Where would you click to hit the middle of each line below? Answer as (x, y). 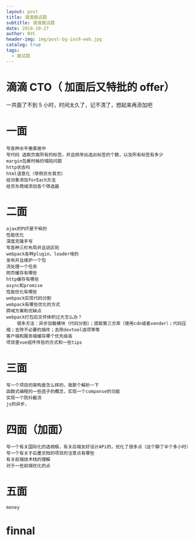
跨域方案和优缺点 (24, 311)
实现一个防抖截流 (24, 398)
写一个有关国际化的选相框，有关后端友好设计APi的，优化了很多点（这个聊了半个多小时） (98, 447)
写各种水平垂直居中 (26, 148)
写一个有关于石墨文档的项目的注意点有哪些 (50, 453)
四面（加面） (38, 430)
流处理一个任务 (22, 267)
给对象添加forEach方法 (31, 180)
